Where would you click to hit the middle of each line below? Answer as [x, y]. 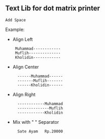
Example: [15, 29]
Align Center [26, 67]
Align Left [23, 39]
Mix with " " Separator [36, 122]
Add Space [16, 20]
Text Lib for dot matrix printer [53, 8]
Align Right [24, 94]
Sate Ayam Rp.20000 [40, 131]
